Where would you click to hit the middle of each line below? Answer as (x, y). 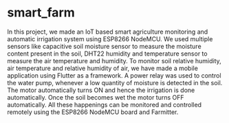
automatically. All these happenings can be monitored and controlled (104, 104)
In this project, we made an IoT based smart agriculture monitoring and (108, 32)
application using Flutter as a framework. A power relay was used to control (114, 75)
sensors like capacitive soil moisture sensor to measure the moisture (104, 46)
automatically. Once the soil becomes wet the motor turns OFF (96, 97)
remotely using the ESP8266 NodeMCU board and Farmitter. (93, 112)
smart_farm (41, 13)
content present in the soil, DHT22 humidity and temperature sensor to (107, 54)
